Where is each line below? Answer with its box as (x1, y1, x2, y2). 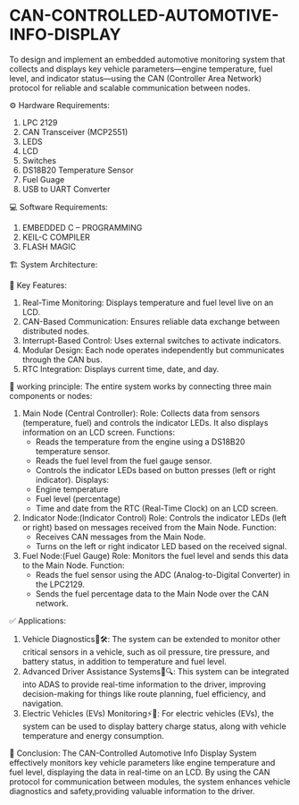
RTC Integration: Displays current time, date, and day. (21, 363, 220, 374)
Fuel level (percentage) (35, 493, 121, 504)
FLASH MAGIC (21, 241, 77, 251)
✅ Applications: (9, 614, 67, 626)
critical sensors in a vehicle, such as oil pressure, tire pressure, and (21, 646, 270, 657)
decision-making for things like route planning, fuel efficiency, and (21, 688, 266, 699)
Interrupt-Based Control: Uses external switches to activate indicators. (21, 335, 282, 345)
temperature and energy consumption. (21, 730, 165, 741)
